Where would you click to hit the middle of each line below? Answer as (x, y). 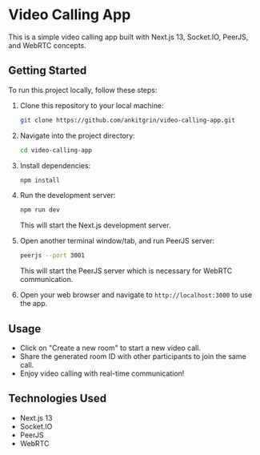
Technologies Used (57, 399)
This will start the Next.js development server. (95, 225)
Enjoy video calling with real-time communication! (102, 373)
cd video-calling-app (56, 150)
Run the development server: (68, 195)
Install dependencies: (55, 165)
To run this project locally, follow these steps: (83, 90)
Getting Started (48, 71)
